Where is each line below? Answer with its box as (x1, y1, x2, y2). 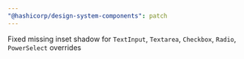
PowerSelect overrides (7, 42, 82, 53)
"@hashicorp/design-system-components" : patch (7, 11, 168, 20)
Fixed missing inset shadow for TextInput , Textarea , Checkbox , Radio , (7, 34, 237, 44)
